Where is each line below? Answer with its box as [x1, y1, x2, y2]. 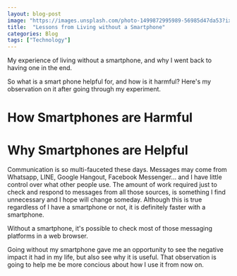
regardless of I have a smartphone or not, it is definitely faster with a [7, 203, 206, 212]
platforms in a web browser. [7, 231, 88, 241]
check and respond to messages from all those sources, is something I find [7, 188, 226, 197]
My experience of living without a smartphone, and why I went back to [7, 56, 212, 64]
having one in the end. [7, 64, 73, 72]
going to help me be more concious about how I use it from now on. [7, 260, 205, 269]
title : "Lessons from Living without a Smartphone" [7, 23, 166, 30]
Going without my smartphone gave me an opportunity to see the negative [7, 246, 224, 254]
